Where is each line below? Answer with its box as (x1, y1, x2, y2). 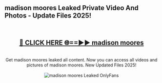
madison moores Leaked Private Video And (4, 4, 139, 12)
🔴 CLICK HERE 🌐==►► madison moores (19, 39, 144, 47)
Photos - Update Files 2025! (4, 12, 92, 20)
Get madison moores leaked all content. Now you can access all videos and (5, 57, 158, 62)
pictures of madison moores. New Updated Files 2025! (26, 62, 137, 68)
